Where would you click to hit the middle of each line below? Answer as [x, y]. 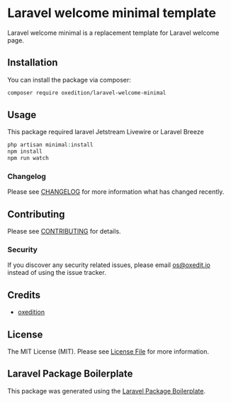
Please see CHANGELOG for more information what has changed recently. [116, 192]
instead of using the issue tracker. [57, 273]
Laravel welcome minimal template [112, 13]
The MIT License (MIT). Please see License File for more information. [108, 352]
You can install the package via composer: [69, 80]
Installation [33, 63]
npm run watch [28, 158]
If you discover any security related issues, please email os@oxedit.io [109, 265]
